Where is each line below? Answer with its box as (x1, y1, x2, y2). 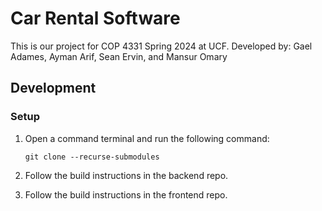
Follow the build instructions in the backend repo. (24, 169, 229, 181)
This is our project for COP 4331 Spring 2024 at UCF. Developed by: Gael (10, 40, 313, 52)
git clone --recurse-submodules (24, 152, 160, 162)
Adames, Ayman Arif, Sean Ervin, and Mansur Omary (10, 50, 228, 62)
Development (10, 80, 97, 97)
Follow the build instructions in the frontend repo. (24, 188, 228, 201)
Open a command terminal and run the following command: (24, 132, 270, 144)
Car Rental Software (10, 7, 181, 30)
